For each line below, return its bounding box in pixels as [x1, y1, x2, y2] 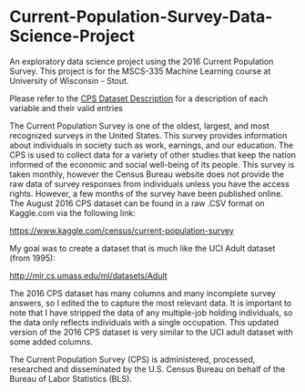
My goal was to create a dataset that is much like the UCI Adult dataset [9, 242, 276, 253]
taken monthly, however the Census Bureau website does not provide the [9, 169, 285, 180]
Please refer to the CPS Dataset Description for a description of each [9, 93, 269, 104]
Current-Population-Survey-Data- [9, 6, 273, 27]
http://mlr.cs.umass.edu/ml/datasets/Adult [9, 270, 168, 281]
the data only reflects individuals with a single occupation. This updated [9, 316, 280, 327]
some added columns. [9, 335, 93, 347]
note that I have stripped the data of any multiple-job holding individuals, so [9, 307, 293, 318]
